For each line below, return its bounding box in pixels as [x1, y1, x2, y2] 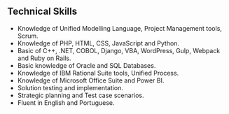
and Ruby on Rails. [17, 54, 71, 62]
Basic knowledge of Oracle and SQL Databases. [17, 61, 156, 69]
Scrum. [17, 31, 39, 40]
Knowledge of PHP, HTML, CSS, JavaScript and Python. [17, 38, 180, 48]
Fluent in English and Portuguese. [17, 98, 115, 107]
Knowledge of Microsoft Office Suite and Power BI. [17, 76, 165, 85]
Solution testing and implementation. [17, 83, 124, 92]
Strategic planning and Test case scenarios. [17, 91, 144, 99]
